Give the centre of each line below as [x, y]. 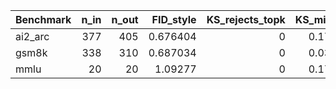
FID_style [174, 19]
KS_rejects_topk [246, 19]
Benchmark [43, 19]
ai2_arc [32, 36]
